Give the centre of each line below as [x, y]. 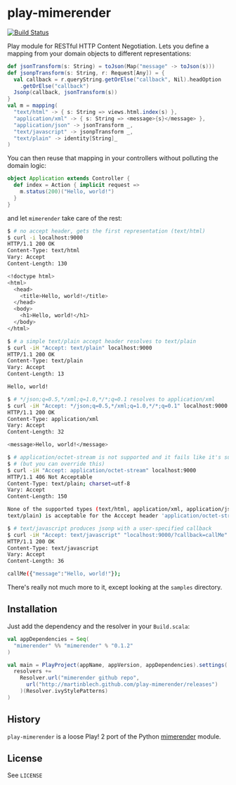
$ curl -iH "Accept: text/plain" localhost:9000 [80, 348]
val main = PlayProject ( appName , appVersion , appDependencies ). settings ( [118, 665]
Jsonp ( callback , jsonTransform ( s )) [66, 93]
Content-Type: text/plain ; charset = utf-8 [69, 484]
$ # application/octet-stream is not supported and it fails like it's [114, 458]
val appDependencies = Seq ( [48, 639]
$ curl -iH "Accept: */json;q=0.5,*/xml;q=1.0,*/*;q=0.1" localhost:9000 [118, 406]
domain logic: [27, 166]
